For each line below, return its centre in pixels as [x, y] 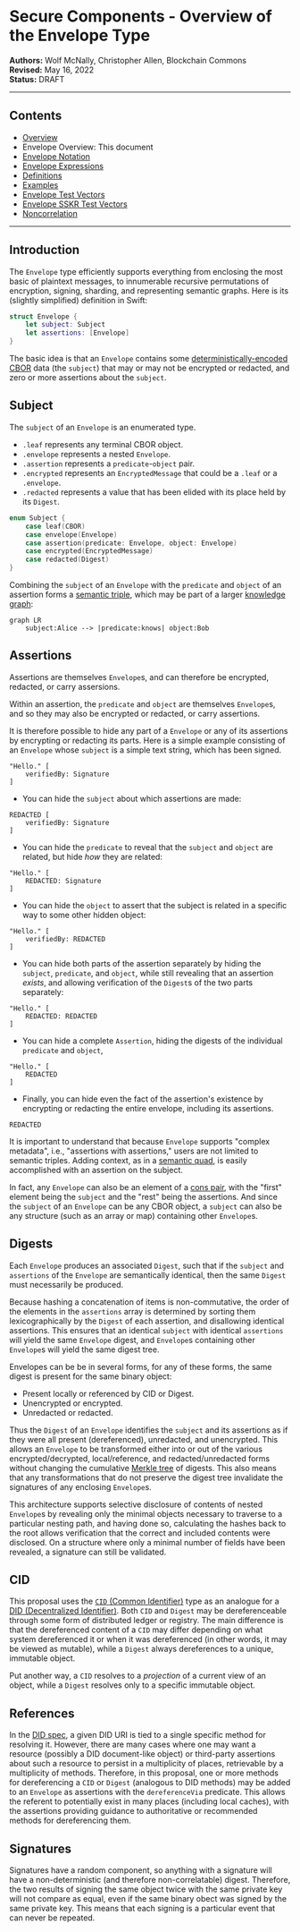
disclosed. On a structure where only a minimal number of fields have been [147, 1542]
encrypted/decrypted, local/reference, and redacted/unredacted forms [140, 1458]
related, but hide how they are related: [92, 856]
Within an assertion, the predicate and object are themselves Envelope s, [142, 703]
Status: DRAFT [37, 79]
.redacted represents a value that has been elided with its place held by [154, 492]
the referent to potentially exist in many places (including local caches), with [149, 1801]
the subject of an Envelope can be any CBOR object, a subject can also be [146, 1206]
